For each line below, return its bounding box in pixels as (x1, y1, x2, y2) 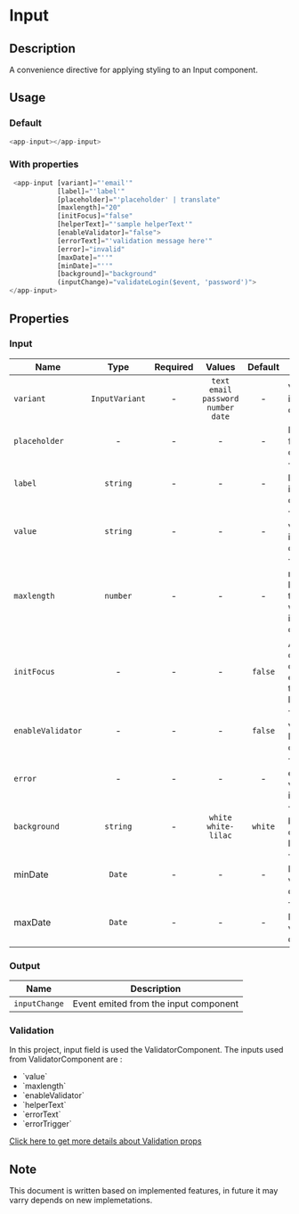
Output (9, 959, 41, 972)
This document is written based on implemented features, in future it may (9, 1185, 279, 1196)
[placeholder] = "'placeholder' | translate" (56, 195, 221, 204)
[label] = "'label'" (56, 186, 125, 196)
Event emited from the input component (72, 997, 238, 1010)
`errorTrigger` (21, 1119, 73, 1129)
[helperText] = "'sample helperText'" (56, 220, 193, 229)
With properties (9, 158, 79, 170)
